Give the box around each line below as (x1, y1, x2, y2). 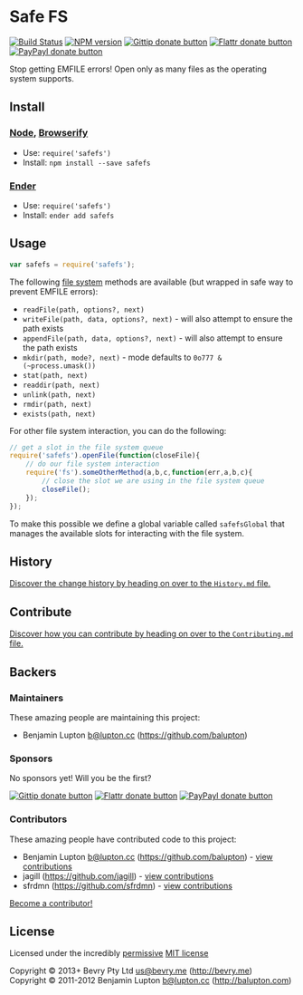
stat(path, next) (22, 371, 89, 380)
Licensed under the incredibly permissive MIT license (9, 948, 209, 959)
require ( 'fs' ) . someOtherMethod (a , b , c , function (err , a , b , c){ (25, 469, 253, 478)
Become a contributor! (9, 897, 93, 908)
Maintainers (9, 691, 64, 704)
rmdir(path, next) (22, 400, 92, 409)
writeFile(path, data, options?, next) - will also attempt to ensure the (22, 313, 293, 324)
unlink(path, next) (22, 390, 97, 400)
